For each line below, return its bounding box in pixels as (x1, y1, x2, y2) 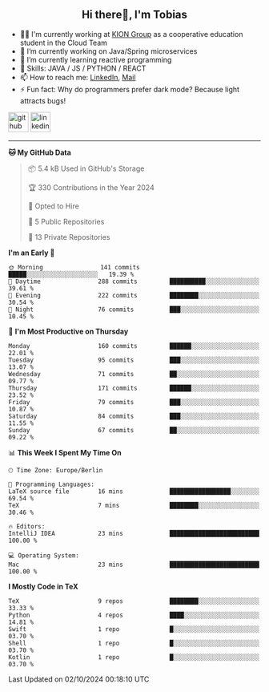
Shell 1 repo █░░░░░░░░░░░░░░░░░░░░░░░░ (8, 639, 260, 647)
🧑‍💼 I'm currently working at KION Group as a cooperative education (19, 29, 243, 38)
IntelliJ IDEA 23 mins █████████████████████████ (8, 529, 260, 537)
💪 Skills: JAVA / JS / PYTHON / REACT (19, 63, 147, 73)
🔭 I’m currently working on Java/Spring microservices (19, 46, 198, 56)
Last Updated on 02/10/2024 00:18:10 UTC (8, 674, 150, 684)
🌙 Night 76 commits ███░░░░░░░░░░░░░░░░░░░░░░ (8, 306, 260, 314)
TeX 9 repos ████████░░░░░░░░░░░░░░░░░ (8, 597, 260, 605)
